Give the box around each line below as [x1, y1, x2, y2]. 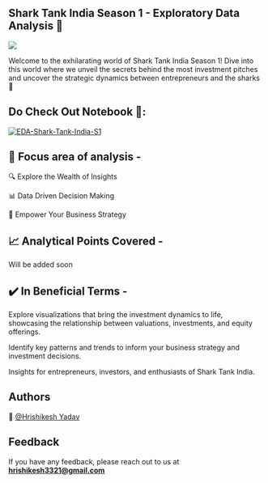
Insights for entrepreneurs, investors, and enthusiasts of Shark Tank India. [8, 367, 255, 377]
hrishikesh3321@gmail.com [8, 465, 105, 475]
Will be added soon [8, 260, 73, 269]
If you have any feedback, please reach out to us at [8, 456, 180, 466]
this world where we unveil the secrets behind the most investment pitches [8, 64, 258, 74]
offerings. [8, 327, 41, 337]
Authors [8, 390, 51, 404]
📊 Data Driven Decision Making [8, 191, 115, 201]
